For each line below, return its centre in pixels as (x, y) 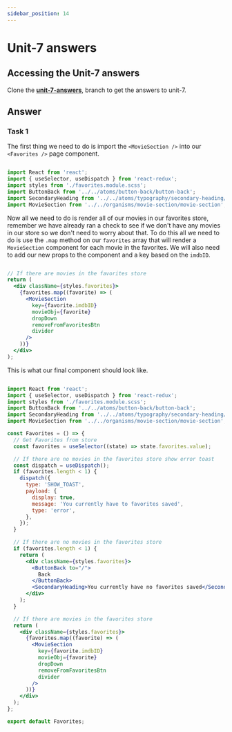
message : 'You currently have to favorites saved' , (108, 504)
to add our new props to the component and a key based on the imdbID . (109, 255)
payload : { (41, 491)
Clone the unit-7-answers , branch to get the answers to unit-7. (97, 90)
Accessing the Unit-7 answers (74, 73)
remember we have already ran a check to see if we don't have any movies (114, 225)
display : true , (54, 497)
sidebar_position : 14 (38, 13)
